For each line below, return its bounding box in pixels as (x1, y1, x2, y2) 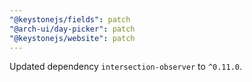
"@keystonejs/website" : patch (9, 33, 136, 43)
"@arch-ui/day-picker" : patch (9, 24, 136, 34)
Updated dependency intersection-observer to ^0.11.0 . (9, 61, 243, 73)
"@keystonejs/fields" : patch (9, 14, 131, 25)
